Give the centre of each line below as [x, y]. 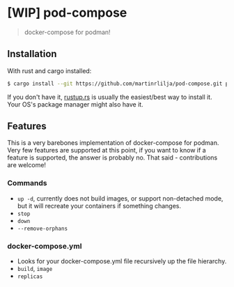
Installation [32, 54]
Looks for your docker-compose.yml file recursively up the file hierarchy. [122, 261]
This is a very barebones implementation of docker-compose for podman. [113, 143]
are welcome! [27, 165]
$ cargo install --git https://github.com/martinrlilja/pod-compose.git [115, 84]
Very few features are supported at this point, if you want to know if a [107, 150]
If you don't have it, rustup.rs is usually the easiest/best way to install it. [110, 97]
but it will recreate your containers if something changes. [99, 205]
